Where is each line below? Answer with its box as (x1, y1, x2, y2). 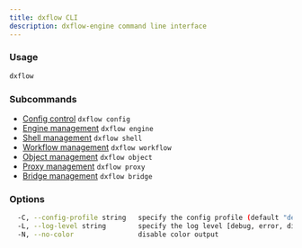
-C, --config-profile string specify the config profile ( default (17, 213, 280, 223)
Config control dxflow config (22, 113, 130, 124)
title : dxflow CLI (9, 13, 78, 22)
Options (9, 192, 45, 205)
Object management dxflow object (22, 151, 153, 162)
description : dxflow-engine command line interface (9, 22, 207, 31)
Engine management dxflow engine (22, 122, 155, 133)
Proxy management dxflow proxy (22, 161, 146, 172)
